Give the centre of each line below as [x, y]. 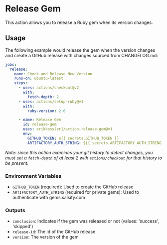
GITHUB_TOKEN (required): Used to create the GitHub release [73, 187]
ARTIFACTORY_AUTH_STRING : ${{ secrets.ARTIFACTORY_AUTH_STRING [94, 143]
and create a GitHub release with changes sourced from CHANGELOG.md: [82, 55]
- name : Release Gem [40, 120]
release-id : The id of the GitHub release [54, 232]
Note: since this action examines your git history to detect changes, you [79, 152]
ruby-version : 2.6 [46, 111]
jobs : [11, 64]
